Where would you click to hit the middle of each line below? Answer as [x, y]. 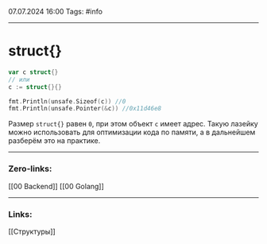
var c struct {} [33, 72]
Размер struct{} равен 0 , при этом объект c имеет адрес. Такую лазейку [133, 124]
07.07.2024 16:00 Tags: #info [56, 12]
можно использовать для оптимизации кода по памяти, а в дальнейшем [132, 132]
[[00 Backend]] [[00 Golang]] [56, 186]
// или [19, 79]
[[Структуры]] [32, 231]
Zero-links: [30, 168]
